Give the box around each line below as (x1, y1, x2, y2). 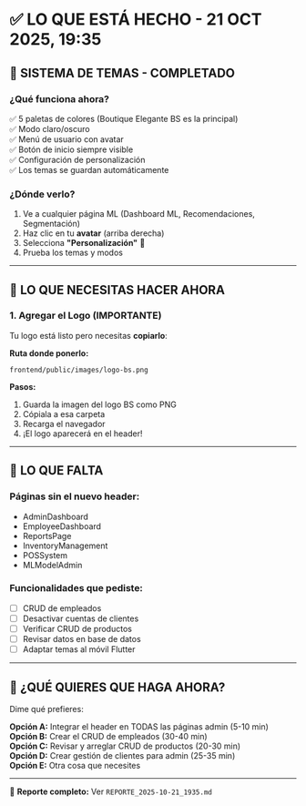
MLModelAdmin (22, 559, 83, 570)
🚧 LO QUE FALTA (9, 463, 104, 478)
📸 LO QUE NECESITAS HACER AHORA (9, 282, 226, 298)
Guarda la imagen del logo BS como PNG (22, 399, 178, 410)
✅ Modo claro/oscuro (9, 123, 90, 134)
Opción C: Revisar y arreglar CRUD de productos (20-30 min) (9, 740, 241, 751)
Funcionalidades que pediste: (9, 582, 144, 595)
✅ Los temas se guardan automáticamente (9, 164, 169, 175)
